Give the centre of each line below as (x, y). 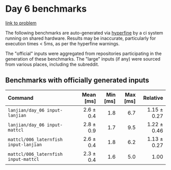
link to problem (21, 23)
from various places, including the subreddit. (52, 64)
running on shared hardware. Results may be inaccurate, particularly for (81, 38)
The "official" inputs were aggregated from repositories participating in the (83, 53)
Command (21, 98)
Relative (153, 98)
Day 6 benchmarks (46, 9)
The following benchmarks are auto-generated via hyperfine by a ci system (84, 33)
